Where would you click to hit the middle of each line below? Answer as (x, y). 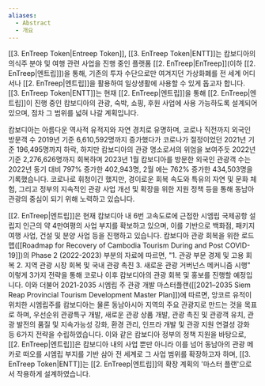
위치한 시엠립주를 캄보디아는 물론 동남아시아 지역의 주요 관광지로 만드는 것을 (125, 305)
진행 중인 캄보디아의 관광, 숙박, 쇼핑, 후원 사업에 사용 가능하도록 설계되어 (146, 103)
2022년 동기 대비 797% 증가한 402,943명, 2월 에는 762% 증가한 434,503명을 (131, 169)
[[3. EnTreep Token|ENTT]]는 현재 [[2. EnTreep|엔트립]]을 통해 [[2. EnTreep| (129, 93)
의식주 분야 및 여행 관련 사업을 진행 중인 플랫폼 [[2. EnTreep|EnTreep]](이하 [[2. (132, 63)
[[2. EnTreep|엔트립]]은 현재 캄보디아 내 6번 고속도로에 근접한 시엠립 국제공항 (128, 216)
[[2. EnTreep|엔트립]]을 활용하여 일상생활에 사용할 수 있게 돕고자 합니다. (134, 83)
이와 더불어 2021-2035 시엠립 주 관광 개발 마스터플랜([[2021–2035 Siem (138, 285)
